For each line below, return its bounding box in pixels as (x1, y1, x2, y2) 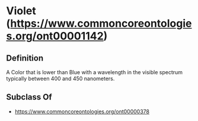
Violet (6, 4, 37, 18)
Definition (6, 53, 43, 63)
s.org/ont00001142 (6, 30, 104, 43)
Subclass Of (6, 92, 52, 102)
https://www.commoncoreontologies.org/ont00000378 (14, 108, 150, 115)
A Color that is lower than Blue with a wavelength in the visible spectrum (6, 69, 183, 75)
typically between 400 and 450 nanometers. (6, 75, 115, 82)
